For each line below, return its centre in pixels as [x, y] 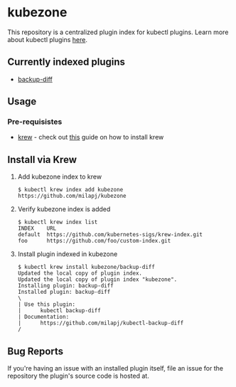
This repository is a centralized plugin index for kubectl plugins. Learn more [118, 32]
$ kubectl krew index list [58, 222]
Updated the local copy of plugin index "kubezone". [97, 280]
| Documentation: [43, 317]
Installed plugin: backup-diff [64, 292]
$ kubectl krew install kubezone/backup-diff [86, 267]
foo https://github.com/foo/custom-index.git [94, 241]
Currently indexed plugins [66, 62]
